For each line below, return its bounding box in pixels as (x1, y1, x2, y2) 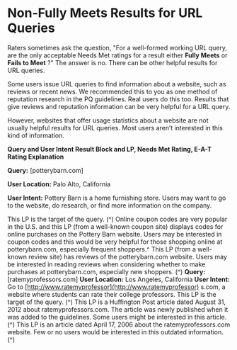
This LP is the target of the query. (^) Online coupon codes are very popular (7, 215, 228, 223)
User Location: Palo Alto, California (7, 179, 111, 188)
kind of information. (7, 131, 65, 140)
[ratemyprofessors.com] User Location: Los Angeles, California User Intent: (7, 275, 230, 283)
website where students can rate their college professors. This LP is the (7, 290, 217, 298)
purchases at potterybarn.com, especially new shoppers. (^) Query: (7, 267, 206, 276)
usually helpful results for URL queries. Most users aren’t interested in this (7, 123, 223, 132)
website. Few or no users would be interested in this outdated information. (7, 327, 224, 336)
